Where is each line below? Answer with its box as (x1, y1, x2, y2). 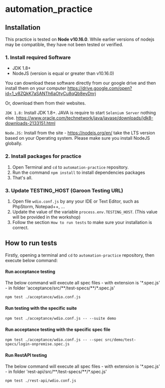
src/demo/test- (105, 337, 136, 342)
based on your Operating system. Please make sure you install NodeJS (5, 135, 150, 141)
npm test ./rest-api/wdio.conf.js (5, 378, 77, 383)
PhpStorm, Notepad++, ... (12, 203, 65, 209)
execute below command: (5, 257, 58, 263)
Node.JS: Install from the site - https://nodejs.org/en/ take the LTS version (5, 130, 155, 136)
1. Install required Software (5, 54, 71, 60)
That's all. (12, 174, 33, 180)
